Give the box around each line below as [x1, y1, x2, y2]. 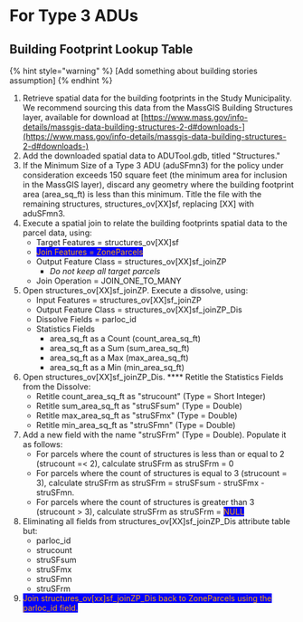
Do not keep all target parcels [49, 266, 161, 276]
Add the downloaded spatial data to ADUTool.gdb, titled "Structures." [22, 150, 280, 161]
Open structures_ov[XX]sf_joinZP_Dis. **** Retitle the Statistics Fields [22, 372, 284, 382]
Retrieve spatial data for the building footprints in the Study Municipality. [22, 92, 292, 103]
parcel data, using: [22, 227, 92, 238]
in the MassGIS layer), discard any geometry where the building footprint [22, 179, 294, 190]
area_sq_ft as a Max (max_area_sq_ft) [49, 352, 189, 363]
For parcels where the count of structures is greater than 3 [35, 497, 255, 507]
